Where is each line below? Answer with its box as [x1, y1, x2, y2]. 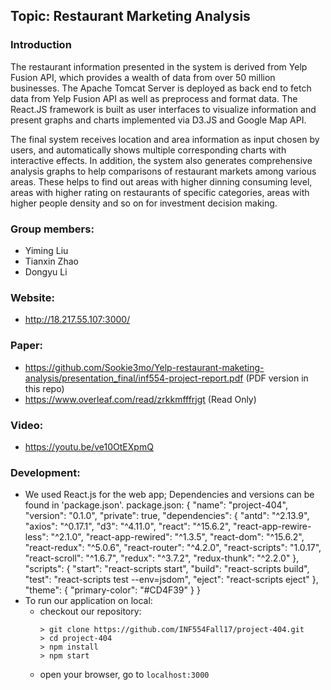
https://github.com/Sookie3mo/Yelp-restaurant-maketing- [24, 361, 265, 373]
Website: [10, 290, 55, 304]
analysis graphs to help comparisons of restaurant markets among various [10, 165, 317, 177]
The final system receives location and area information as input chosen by [10, 133, 320, 145]
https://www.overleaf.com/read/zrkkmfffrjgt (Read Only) [24, 393, 257, 405]
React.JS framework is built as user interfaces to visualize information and [10, 103, 317, 115]
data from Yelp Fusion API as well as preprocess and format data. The [10, 92, 298, 104]
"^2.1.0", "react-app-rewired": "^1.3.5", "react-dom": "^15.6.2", [50, 531, 305, 543]
